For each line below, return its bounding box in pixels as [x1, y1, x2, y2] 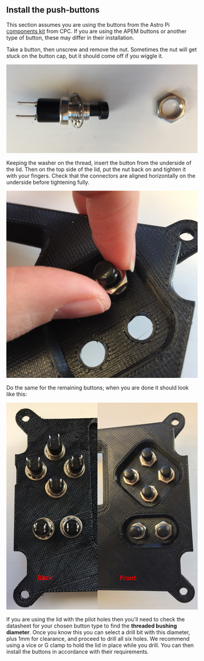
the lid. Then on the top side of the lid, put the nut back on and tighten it [6, 166, 186, 173]
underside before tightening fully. [6, 179, 90, 186]
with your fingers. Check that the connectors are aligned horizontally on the [6, 172, 195, 180]
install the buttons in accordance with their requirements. [6, 648, 149, 655]
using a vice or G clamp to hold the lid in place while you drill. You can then [6, 642, 194, 649]
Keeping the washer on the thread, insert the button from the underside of [6, 159, 192, 167]
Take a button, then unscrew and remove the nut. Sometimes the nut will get [6, 46, 197, 53]
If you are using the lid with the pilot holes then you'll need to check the [6, 615, 185, 623]
